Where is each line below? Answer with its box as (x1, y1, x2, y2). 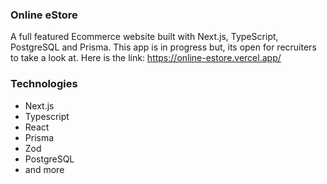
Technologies (10, 77, 78, 91)
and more (24, 163, 65, 175)
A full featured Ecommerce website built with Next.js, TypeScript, (10, 31, 279, 43)
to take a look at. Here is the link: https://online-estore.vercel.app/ (10, 52, 282, 64)
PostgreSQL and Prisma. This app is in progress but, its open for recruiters (10, 41, 317, 53)
